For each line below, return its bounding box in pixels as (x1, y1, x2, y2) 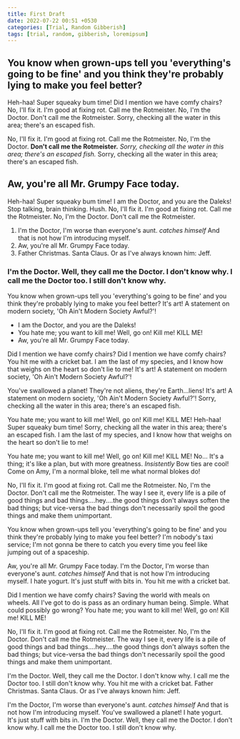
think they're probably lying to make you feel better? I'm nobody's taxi (7, 533, 214, 541)
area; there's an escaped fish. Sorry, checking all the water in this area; (7, 150, 219, 159)
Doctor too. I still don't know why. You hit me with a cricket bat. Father (7, 679, 214, 688)
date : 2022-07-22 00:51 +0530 (7, 17, 98, 24)
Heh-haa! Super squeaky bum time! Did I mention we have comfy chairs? (7, 98, 223, 107)
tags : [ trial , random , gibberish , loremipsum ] (7, 30, 149, 38)
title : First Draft (7, 10, 66, 18)
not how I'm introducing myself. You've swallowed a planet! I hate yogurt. (7, 708, 223, 717)
